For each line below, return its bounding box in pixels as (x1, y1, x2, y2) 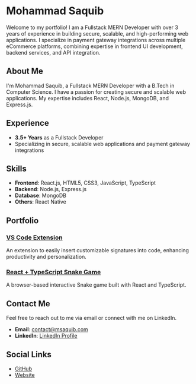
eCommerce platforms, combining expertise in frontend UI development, (6, 43, 184, 50)
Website (14, 371, 36, 378)
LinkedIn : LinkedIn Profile (14, 332, 78, 339)
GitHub (14, 365, 33, 372)
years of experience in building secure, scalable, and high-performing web (6, 30, 189, 37)
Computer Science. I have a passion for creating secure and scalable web (6, 88, 187, 96)
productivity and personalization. (6, 253, 87, 261)
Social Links (6, 349, 52, 360)
